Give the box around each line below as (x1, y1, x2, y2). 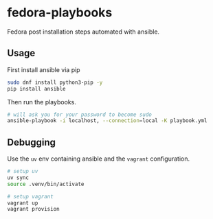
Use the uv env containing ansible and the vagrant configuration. (7, 154, 190, 163)
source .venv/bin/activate (7, 181, 85, 187)
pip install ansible (7, 85, 67, 92)
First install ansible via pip (7, 65, 80, 73)
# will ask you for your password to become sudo (7, 111, 153, 118)
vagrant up (7, 199, 38, 207)
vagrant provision (7, 206, 60, 213)
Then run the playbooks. (7, 97, 77, 106)
